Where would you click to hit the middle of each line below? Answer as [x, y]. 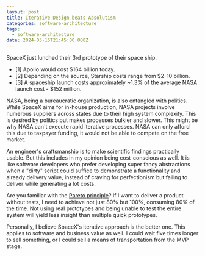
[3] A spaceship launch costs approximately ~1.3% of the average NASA [106, 82]
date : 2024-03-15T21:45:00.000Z [47, 40]
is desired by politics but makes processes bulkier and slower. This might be [102, 120]
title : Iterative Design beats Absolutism [61, 18]
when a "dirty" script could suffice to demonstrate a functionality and [93, 171]
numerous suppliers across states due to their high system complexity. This [101, 114]
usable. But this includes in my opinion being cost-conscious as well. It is [98, 158]
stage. [14, 246]
